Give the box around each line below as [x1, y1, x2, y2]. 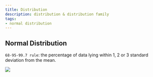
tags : [5, 16, 16, 21]
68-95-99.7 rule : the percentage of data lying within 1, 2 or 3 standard [5, 52, 149, 58]
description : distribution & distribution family [5, 12, 110, 17]
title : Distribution [5, 7, 48, 12]
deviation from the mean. [5, 57, 56, 63]
